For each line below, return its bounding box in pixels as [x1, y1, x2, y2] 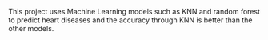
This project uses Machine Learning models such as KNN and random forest [8, 7, 261, 16]
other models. [8, 24, 54, 33]
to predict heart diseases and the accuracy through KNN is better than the [8, 15, 253, 25]
